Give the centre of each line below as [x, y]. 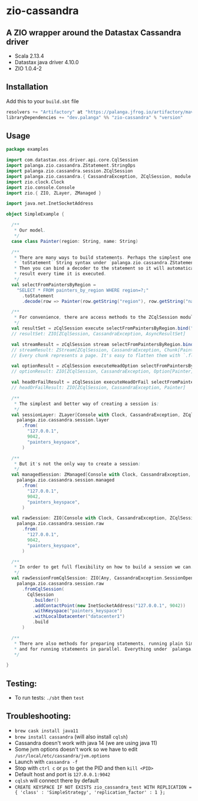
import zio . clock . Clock [35, 182]
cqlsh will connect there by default [57, 780]
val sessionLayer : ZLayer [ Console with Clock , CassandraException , [96, 415]
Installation [27, 87]
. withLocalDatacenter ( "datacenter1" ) [79, 617]
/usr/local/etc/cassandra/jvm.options [62, 756]
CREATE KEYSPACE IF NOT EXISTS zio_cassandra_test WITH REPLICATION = [103, 787]
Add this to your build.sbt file [43, 101]
